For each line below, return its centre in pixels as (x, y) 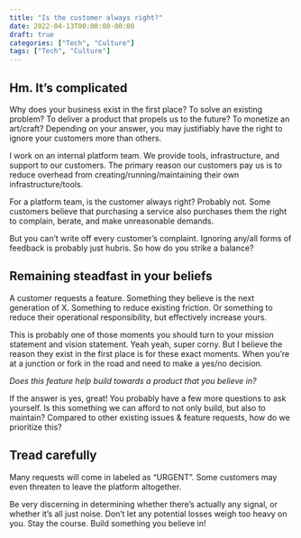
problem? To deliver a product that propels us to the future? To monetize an (150, 119)
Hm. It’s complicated (68, 88)
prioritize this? (36, 427)
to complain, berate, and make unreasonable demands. (112, 221)
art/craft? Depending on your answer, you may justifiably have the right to (146, 128)
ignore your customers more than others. (86, 138)
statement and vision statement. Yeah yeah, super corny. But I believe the (146, 344)
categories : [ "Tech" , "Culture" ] (72, 43)
